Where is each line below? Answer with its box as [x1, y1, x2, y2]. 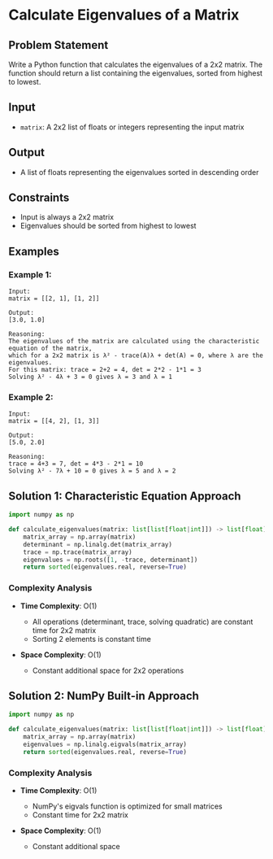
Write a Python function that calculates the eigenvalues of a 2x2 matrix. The [8, 59, 263, 69]
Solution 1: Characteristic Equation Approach [8, 489, 241, 503]
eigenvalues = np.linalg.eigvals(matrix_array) [23, 740, 187, 749]
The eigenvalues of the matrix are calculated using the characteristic [8, 338, 260, 346]
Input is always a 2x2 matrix [19, 212, 115, 222]
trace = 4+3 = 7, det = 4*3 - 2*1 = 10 [8, 460, 144, 469]
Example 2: [8, 392, 54, 403]
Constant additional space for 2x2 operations [32, 665, 184, 675]
